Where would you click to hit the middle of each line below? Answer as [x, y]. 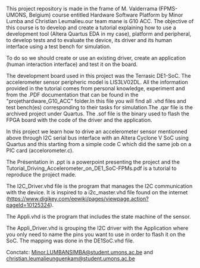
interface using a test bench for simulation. [59, 46]
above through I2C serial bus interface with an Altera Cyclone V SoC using [98, 138]
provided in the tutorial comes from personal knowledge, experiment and [96, 88]
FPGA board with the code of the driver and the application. [79, 120]
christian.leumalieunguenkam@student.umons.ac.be [71, 258]
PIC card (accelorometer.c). [40, 150]
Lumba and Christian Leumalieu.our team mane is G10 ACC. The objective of [100, 21]
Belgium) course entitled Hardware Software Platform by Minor [106, 15]
